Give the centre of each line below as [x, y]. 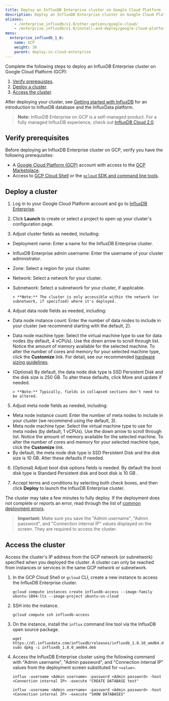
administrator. [27, 259]
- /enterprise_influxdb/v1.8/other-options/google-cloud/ [76, 24]
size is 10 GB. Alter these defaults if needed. [58, 458]
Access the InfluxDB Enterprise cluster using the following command [83, 657]
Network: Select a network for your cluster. [57, 278]
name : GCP [25, 43]
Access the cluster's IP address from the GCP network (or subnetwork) [79, 557]
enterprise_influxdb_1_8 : [37, 38]
